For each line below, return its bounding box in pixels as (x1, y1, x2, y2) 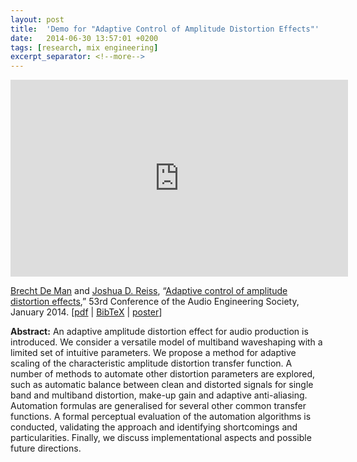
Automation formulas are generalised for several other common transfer (10, 400, 307, 412)
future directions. (10, 442, 82, 455)
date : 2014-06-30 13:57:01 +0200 (10, 33, 159, 43)
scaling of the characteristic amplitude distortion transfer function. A (10, 357, 293, 370)
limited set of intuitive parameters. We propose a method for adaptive (10, 347, 297, 359)
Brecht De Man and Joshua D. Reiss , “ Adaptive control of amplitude (10, 285, 288, 297)
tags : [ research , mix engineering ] (10, 42, 159, 53)
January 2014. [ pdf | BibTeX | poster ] (10, 306, 163, 318)
